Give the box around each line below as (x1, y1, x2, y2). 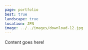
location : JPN (4, 21, 34, 26)
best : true (4, 12, 27, 17)
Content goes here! (4, 39, 44, 45)
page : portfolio (4, 7, 38, 12)
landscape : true (4, 16, 38, 21)
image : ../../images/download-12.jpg (4, 26, 83, 31)
